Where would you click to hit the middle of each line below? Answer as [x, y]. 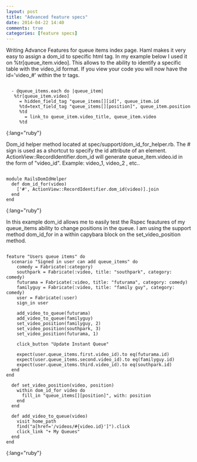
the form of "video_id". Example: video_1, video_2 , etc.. [73, 163]
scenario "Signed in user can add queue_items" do [75, 262]
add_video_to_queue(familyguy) [55, 318]
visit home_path [37, 421]
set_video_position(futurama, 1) [58, 334]
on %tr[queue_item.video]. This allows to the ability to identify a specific [94, 63]
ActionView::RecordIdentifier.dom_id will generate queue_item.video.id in [94, 157]
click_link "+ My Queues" [49, 432]
